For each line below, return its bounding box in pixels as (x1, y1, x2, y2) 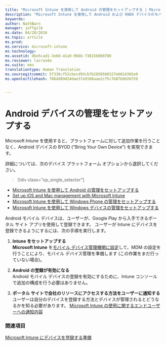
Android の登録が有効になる (12, 267, 70, 273)
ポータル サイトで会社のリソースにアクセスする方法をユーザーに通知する (12, 290, 161, 296)
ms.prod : (5, 40, 23, 45)
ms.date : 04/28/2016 (5, 30, 48, 35)
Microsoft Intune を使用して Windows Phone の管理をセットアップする (12, 198, 156, 204)
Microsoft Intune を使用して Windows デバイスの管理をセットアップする (12, 204, 159, 211)
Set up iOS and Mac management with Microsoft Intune (12, 192, 125, 198)
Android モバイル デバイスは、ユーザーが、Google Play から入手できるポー (5, 215, 157, 221)
